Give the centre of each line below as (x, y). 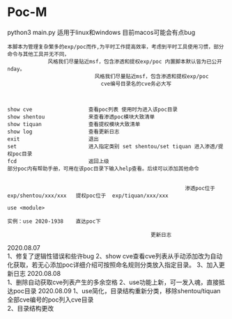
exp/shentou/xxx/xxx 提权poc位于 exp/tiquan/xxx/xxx (88, 196)
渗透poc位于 (200, 188)
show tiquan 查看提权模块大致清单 (74, 124)
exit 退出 (53, 139)
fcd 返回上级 (58, 161)
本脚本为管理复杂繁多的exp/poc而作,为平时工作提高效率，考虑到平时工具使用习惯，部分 (116, 47)
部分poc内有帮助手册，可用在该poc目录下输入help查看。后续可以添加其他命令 (103, 169)
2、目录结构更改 (31, 308)
